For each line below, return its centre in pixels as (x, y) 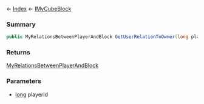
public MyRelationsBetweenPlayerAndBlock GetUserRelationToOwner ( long (97, 37)
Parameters (24, 81)
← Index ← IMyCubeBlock (39, 9)
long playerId (32, 94)
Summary (21, 24)
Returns (18, 53)
